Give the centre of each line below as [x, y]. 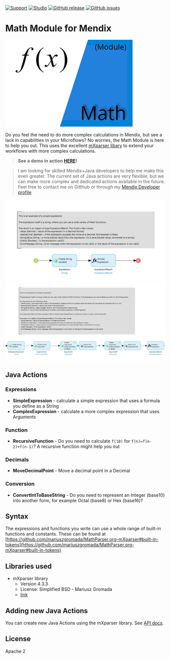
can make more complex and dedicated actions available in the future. [91, 181]
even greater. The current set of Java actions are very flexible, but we [91, 176]
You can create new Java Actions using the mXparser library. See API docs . [84, 623]
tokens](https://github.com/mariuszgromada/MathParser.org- [70, 545]
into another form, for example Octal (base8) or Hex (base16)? [78, 500]
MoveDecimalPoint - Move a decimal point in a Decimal [71, 471]
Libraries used [28, 566]
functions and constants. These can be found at [55, 534]
